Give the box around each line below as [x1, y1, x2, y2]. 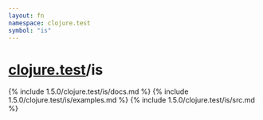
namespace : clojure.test [8, 19, 91, 27]
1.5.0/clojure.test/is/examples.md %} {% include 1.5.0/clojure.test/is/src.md [8, 95, 255, 105]
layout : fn [8, 11, 45, 20]
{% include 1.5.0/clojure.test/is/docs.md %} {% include [8, 87, 189, 96]
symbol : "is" [8, 26, 52, 34]
